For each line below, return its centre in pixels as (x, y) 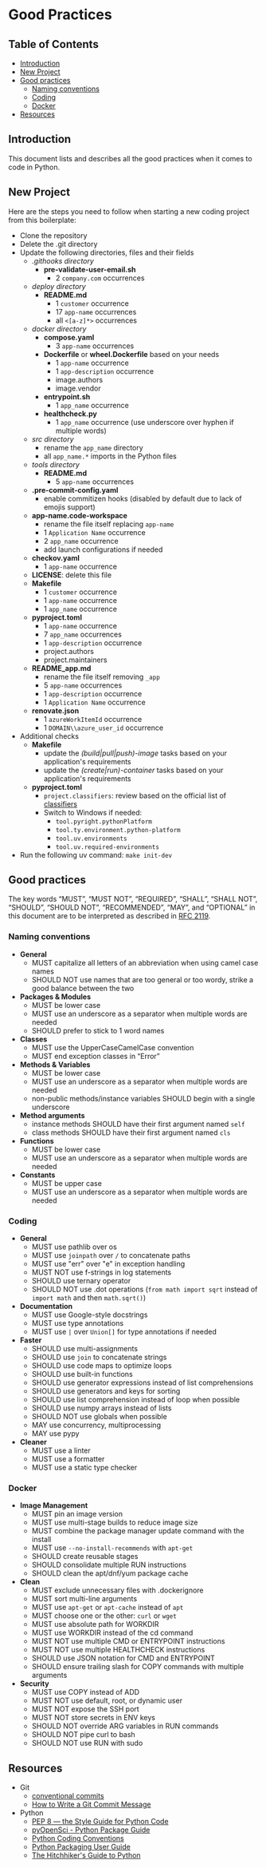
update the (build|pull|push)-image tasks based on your (135, 753)
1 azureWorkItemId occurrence (93, 719)
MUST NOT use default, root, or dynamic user (107, 1701)
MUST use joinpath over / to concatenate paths (111, 1255)
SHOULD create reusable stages (85, 1557)
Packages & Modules (55, 997)
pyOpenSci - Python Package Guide (91, 1830)
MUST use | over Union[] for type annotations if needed (124, 1332)
